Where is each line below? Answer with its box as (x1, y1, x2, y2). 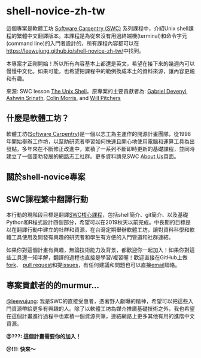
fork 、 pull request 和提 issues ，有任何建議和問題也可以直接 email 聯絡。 (6, 261, 181, 268)
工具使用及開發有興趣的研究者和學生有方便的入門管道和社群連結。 (11, 233, 174, 241)
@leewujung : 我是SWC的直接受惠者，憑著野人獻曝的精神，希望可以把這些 (6, 298, 188, 305)
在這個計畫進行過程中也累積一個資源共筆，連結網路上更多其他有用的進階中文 (6, 313, 195, 320)
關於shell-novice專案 (6, 172, 86, 182)
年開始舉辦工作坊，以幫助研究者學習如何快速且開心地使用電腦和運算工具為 (6, 138, 190, 145)
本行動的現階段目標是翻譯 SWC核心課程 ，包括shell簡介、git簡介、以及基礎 (6, 211, 188, 218)
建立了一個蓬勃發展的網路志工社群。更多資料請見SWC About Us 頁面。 (6, 153, 179, 160)
